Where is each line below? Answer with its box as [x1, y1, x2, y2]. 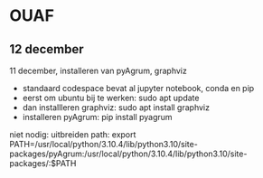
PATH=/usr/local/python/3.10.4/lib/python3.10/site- [9, 139, 199, 149]
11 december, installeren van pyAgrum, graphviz [9, 65, 187, 76]
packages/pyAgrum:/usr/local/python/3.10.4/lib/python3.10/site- [9, 148, 248, 159]
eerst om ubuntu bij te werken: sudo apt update [22, 92, 200, 103]
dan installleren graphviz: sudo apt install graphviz [22, 102, 211, 113]
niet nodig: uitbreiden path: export [9, 129, 136, 140]
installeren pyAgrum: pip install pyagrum [22, 112, 174, 122]
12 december [9, 42, 84, 57]
